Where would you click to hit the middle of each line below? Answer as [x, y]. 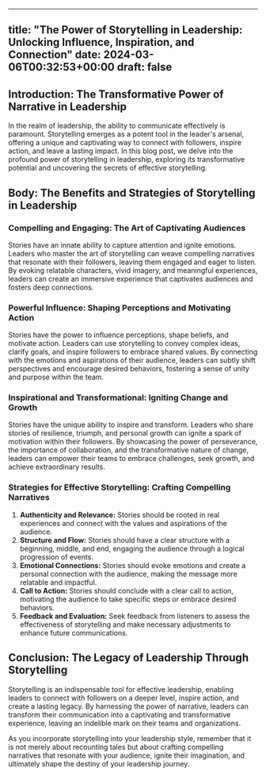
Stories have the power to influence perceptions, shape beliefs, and [119, 335]
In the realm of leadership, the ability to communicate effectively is [117, 126]
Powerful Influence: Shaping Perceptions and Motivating [120, 308]
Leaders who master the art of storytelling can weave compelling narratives [131, 253]
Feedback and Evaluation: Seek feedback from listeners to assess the [135, 616]
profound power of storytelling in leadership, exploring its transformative [127, 159]
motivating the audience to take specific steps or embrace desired [128, 599]
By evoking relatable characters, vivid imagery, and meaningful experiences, [133, 270]
